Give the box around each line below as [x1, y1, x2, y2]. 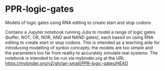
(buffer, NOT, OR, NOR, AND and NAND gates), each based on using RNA [5, 34, 154, 40]
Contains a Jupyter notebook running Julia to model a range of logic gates [5, 29, 156, 35]
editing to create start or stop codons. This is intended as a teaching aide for [5, 39, 160, 45]
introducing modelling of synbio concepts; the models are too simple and [5, 45, 153, 50]
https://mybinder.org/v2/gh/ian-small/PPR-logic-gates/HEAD [5, 60, 129, 66]
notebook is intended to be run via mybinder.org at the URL [5, 55, 125, 61]
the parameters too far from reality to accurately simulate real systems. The [5, 50, 158, 56]
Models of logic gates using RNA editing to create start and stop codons [5, 20, 151, 25]
